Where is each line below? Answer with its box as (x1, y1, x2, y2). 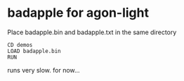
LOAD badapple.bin (7, 47, 61, 54)
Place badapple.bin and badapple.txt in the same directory (7, 28, 177, 36)
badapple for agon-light (7, 5, 150, 21)
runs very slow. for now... (7, 66, 80, 74)
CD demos (7, 41, 33, 48)
